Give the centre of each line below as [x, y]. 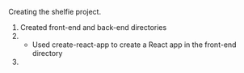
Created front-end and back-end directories [93, 27]
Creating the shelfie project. [55, 12]
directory [47, 53]
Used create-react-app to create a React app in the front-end [134, 45]
